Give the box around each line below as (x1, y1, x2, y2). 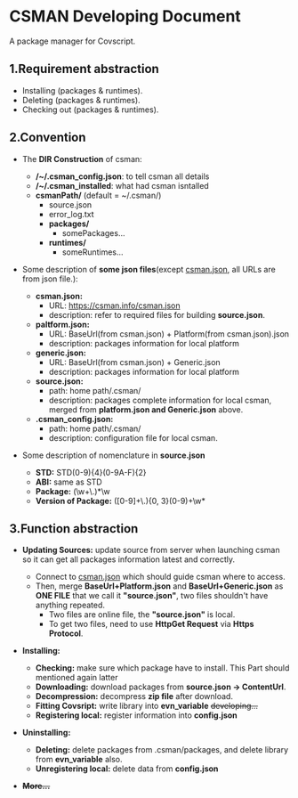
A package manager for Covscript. (9, 36, 136, 46)
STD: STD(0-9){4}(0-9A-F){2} (35, 467, 147, 477)
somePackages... (61, 227, 125, 238)
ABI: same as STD (35, 476, 102, 487)
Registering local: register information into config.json (35, 710, 238, 721)
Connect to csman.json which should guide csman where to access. (35, 572, 286, 582)
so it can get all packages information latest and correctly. (21, 554, 236, 565)
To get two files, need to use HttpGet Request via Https (48, 619, 254, 630)
